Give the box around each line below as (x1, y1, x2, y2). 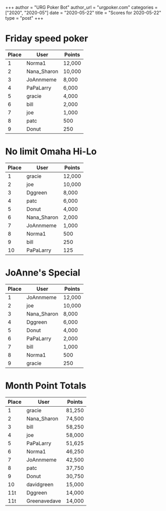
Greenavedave (26, 497, 62, 504)
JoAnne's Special (5, 267, 80, 279)
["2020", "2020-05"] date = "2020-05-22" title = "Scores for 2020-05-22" (5, 10, 161, 16)
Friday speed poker (5, 33, 89, 45)
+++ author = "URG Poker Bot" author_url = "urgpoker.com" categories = (5, 5, 158, 10)
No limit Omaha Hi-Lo (5, 146, 97, 158)
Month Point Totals (5, 380, 87, 391)
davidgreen (26, 481, 54, 488)
